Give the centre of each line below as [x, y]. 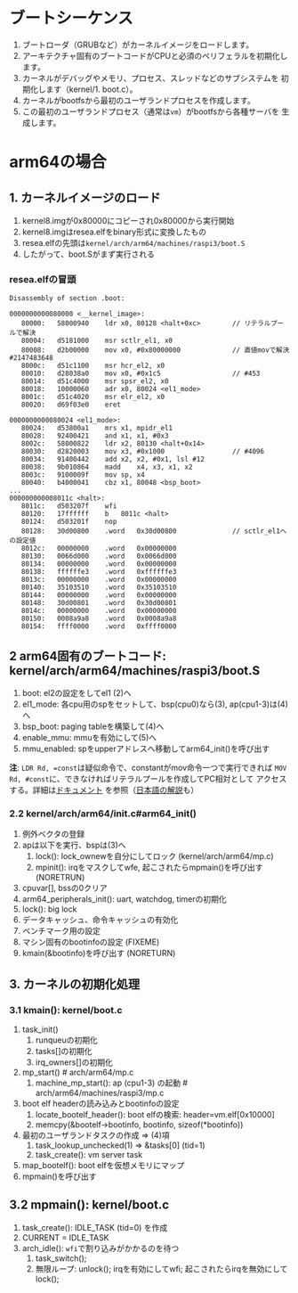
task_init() [40, 1029]
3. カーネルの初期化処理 [75, 984]
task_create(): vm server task [89, 1155]
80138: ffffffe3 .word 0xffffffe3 [99, 572]
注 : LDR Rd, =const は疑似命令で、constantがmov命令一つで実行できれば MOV [148, 768]
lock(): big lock [49, 909]
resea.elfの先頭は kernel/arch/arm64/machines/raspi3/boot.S [133, 242]
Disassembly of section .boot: [67, 299]
